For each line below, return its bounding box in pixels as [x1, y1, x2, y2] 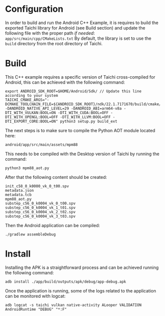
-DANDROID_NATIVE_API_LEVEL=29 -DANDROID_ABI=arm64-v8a [5, 106, 122, 111]
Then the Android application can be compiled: [5, 222, 100, 228]
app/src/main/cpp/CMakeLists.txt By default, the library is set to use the [5, 35, 151, 41]
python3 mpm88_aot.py [5, 166, 50, 171]
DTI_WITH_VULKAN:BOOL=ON [5, 110, 56, 115]
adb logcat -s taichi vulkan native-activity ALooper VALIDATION [5, 302, 141, 308]
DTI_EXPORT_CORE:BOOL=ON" [5, 119, 58, 124]
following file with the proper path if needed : [5, 30, 95, 36]
